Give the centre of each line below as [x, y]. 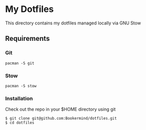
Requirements [27, 39]
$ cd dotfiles [20, 123]
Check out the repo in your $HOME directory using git [61, 109]
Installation [19, 98]
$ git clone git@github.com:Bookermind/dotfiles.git [61, 119]
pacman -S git [20, 63]
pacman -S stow [21, 86]
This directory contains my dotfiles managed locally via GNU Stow [73, 23]
